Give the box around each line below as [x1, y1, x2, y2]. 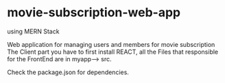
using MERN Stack [7, 27, 60, 35]
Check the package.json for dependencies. [7, 68, 129, 76]
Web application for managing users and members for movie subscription [7, 40, 215, 48]
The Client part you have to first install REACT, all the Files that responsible [7, 48, 219, 56]
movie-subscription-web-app [7, 5, 181, 20]
